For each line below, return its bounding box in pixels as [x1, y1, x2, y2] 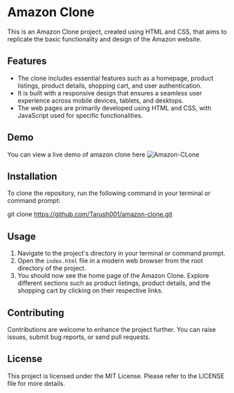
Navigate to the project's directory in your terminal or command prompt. [17, 249, 226, 258]
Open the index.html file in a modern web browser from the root [17, 257, 203, 265]
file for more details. [7, 379, 65, 387]
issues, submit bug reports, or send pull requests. [7, 333, 151, 341]
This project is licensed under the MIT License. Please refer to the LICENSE [7, 371, 225, 380]
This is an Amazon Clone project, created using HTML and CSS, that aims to [7, 27, 228, 36]
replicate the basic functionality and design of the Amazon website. [7, 34, 202, 43]
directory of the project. [17, 264, 86, 272]
